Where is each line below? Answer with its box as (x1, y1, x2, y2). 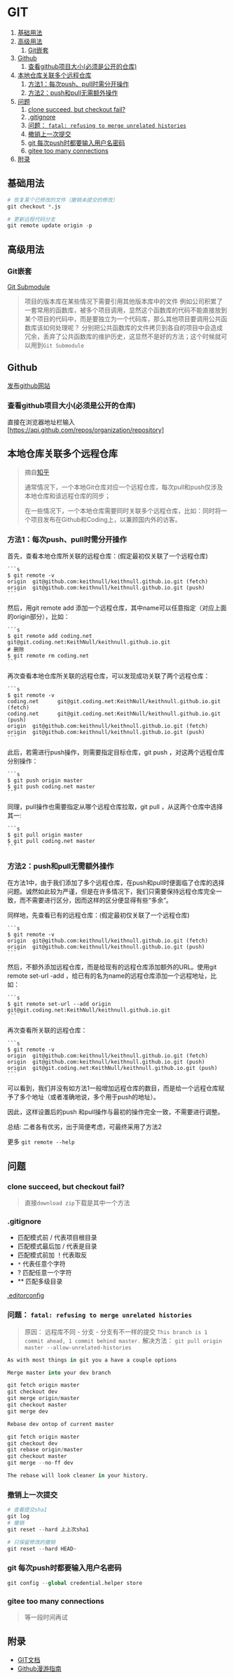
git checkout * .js (7, 203, 61, 210)
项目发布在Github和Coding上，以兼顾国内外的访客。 (30, 515, 181, 523)
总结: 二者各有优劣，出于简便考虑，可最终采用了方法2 (7, 1123, 163, 1131)
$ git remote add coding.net (7, 633, 92, 640)
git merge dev (7, 1408, 49, 1415)
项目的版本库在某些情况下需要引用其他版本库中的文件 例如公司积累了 (24, 296, 223, 306)
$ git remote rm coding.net (7, 653, 90, 660)
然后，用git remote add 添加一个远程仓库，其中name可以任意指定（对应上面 (7, 603, 227, 612)
